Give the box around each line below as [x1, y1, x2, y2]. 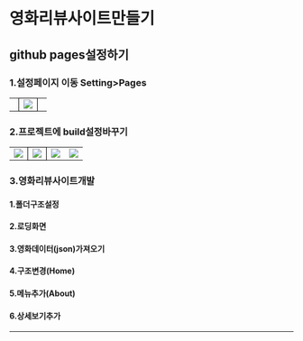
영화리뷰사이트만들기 [9, 8, 155, 29]
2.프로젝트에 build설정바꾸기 [9, 125, 128, 138]
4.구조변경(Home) [9, 265, 75, 276]
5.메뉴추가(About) [9, 288, 76, 299]
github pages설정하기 [9, 47, 129, 62]
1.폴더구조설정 [9, 198, 60, 209]
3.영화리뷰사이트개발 [9, 175, 96, 188]
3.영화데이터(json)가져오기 [9, 243, 106, 253]
